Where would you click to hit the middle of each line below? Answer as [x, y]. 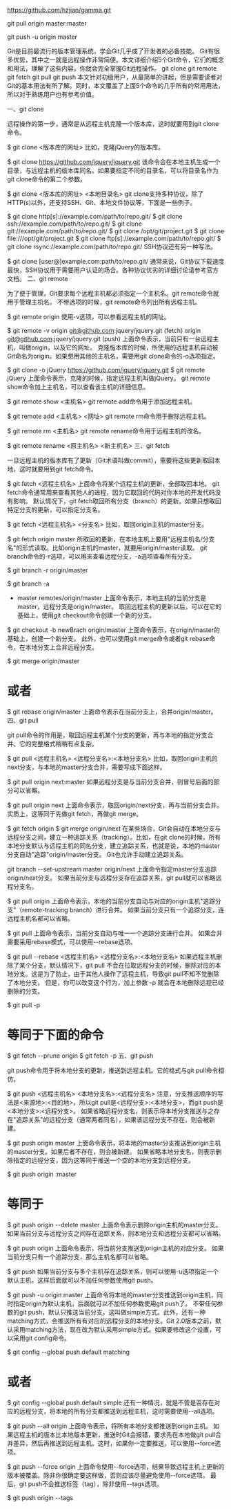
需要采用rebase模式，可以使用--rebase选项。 [72, 941]
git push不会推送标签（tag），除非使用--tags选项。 [91, 1483]
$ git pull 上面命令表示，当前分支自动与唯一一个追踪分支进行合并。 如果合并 [115, 933]
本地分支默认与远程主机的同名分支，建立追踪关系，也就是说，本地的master [114, 846]
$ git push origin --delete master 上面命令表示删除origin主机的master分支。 [114, 1225]
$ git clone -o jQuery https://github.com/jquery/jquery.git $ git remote [106, 370]
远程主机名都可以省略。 [40, 918]
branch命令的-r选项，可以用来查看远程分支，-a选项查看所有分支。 [101, 556]
